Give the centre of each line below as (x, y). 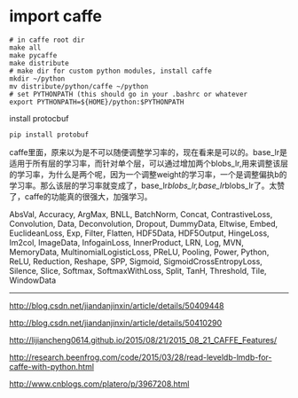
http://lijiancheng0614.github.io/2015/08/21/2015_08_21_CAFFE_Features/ (143, 339)
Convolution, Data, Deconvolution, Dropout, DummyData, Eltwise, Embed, (143, 223)
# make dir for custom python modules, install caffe (111, 71)
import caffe (56, 16)
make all (25, 47)
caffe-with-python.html (52, 366)
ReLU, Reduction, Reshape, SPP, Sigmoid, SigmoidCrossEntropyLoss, (136, 261)
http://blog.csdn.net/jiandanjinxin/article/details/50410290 (116, 323)
